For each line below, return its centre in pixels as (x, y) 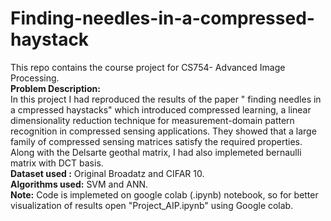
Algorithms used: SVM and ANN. (79, 184)
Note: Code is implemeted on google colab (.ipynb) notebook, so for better (164, 194)
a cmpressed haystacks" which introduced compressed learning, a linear (161, 109)
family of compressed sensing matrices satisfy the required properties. (156, 141)
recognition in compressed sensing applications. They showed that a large (163, 131)
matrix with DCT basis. (57, 163)
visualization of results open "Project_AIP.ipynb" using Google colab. (152, 205)
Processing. (35, 78)
